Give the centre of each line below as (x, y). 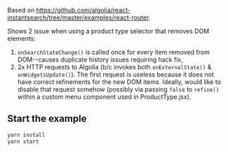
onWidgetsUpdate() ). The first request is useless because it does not (115, 74)
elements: (22, 39)
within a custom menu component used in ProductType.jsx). (104, 97)
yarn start (23, 141)
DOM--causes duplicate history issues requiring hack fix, (100, 60)
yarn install (26, 135)
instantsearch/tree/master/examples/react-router (78, 18)
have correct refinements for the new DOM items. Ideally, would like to (119, 82)
